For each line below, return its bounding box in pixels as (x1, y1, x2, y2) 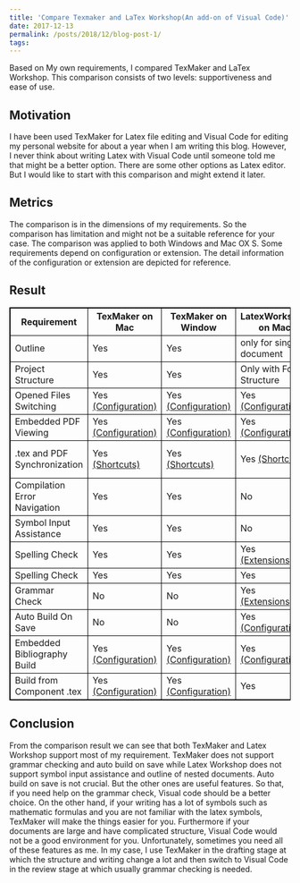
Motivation (9, 107, 71, 123)
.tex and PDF (14, 446, 69, 459)
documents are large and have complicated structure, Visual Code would (9, 825, 278, 836)
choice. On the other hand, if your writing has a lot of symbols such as (9, 797, 268, 808)
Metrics (9, 195, 54, 210)
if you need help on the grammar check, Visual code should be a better (9, 787, 271, 798)
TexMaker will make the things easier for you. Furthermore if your (9, 816, 250, 827)
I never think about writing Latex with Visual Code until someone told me (9, 150, 276, 161)
